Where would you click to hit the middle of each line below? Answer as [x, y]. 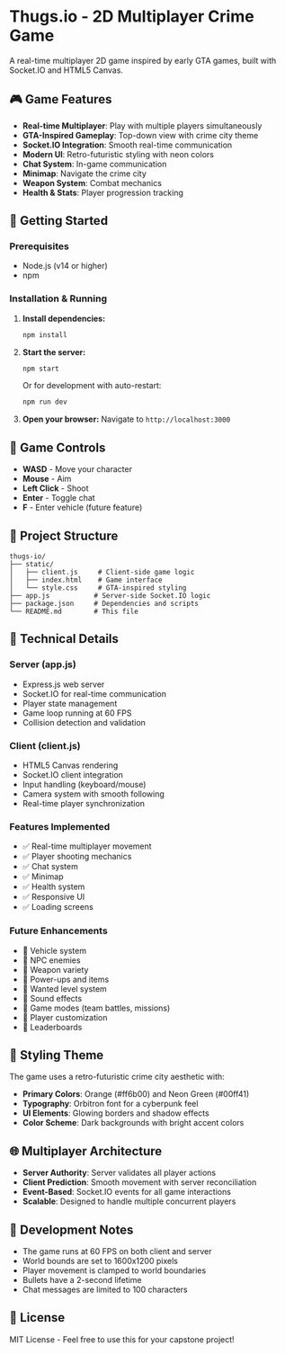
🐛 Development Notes [71, 1229]
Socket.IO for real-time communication [94, 693]
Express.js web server [63, 684]
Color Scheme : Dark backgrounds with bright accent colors [133, 1123]
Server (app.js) [43, 664]
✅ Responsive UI [53, 897]
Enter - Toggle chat [59, 498]
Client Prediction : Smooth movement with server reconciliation [139, 1182]
